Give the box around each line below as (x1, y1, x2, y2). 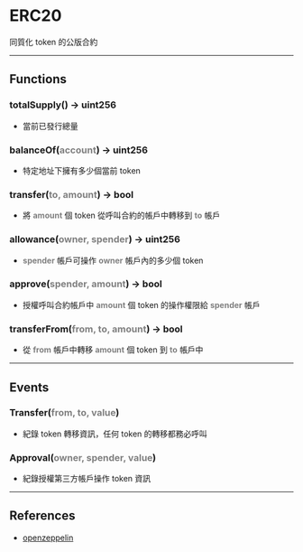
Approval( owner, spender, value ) (9, 451, 157, 463)
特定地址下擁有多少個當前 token (22, 164, 142, 176)
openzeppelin (22, 532, 74, 543)
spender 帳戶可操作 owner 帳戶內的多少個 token (22, 255, 204, 266)
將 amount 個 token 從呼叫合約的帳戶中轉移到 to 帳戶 (22, 210, 221, 221)
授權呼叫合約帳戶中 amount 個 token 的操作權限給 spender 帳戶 (22, 299, 261, 310)
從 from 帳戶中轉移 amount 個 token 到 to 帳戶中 (22, 344, 204, 355)
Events (9, 379, 50, 395)
